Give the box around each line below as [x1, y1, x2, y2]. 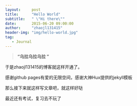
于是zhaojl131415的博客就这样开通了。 [5, 64, 82, 70]
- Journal [11, 39, 32, 44]
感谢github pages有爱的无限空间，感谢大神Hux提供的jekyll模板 [5, 74, 133, 80]
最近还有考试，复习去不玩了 [5, 95, 62, 101]
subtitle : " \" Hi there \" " [5, 16, 65, 21]
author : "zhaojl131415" [5, 26, 63, 31]
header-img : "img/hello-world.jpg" [5, 30, 78, 35]
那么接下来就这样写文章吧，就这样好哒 [5, 85, 83, 91]
